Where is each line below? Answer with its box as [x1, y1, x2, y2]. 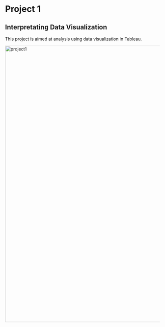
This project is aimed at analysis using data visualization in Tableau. [5, 36, 142, 42]
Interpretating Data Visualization [5, 23, 107, 31]
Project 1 [5, 3, 41, 15]
